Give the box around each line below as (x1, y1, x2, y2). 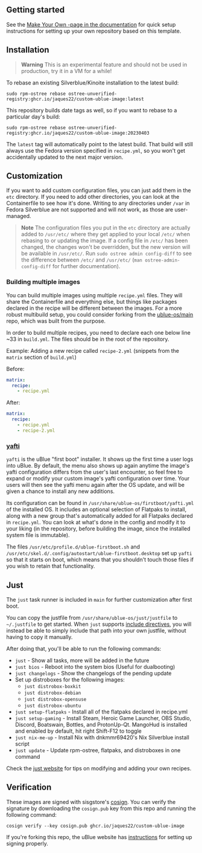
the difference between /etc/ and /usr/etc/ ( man (21, 256, 143, 263)
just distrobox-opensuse (24, 696, 87, 703)
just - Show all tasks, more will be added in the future (14, 657, 150, 664)
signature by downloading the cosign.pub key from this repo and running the (6, 805, 196, 812)
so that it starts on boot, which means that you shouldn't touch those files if (6, 556, 194, 564)
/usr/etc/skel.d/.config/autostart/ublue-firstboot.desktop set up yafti (6, 550, 192, 557)
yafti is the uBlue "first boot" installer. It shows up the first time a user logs (6, 455, 194, 463)
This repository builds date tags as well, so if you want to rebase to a (6, 106, 177, 114)
